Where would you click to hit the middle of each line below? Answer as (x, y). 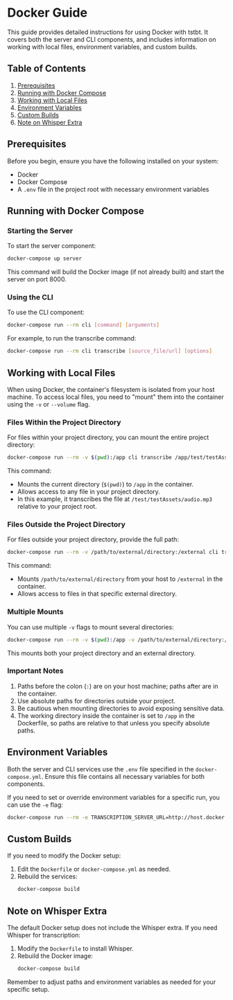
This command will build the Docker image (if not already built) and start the (116, 272)
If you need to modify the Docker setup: (64, 855)
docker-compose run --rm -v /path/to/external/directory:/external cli (113, 552)
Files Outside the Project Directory (67, 525)
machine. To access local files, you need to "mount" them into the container (115, 397)
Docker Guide (48, 13)
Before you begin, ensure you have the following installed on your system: (113, 161)
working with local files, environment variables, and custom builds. (102, 47)
